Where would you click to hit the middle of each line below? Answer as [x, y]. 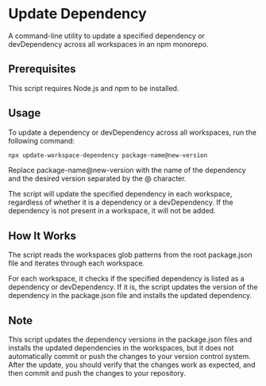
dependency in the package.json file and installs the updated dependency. [130, 296]
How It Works [42, 236]
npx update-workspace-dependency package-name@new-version [108, 155]
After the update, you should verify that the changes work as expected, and [132, 365]
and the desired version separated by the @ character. [97, 178]
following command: [42, 140]
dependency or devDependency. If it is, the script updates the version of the [133, 287]
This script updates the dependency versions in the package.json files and [130, 340]
